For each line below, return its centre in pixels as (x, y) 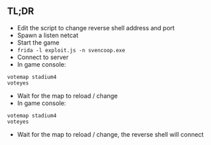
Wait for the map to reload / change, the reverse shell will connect (110, 134)
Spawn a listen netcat (48, 35)
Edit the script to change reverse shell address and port (96, 27)
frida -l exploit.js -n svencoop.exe (71, 50)
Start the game (38, 42)
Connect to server (43, 57)
